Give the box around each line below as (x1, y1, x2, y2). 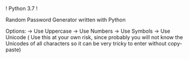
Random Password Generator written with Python (5, 16, 126, 23)
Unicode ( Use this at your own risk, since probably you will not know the (5, 34, 184, 40)
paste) (5, 46, 21, 53)
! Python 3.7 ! (5, 5, 38, 12)
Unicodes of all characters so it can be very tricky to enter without (5, 40, 167, 47)
